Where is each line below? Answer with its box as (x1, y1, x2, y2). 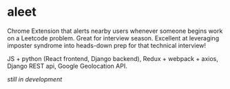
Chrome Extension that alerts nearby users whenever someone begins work (7, 27, 223, 35)
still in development (7, 75, 63, 83)
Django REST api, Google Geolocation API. (7, 62, 127, 70)
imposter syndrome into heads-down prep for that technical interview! (7, 41, 207, 49)
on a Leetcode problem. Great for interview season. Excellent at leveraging (7, 34, 219, 42)
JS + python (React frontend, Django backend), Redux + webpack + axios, (7, 54, 219, 62)
